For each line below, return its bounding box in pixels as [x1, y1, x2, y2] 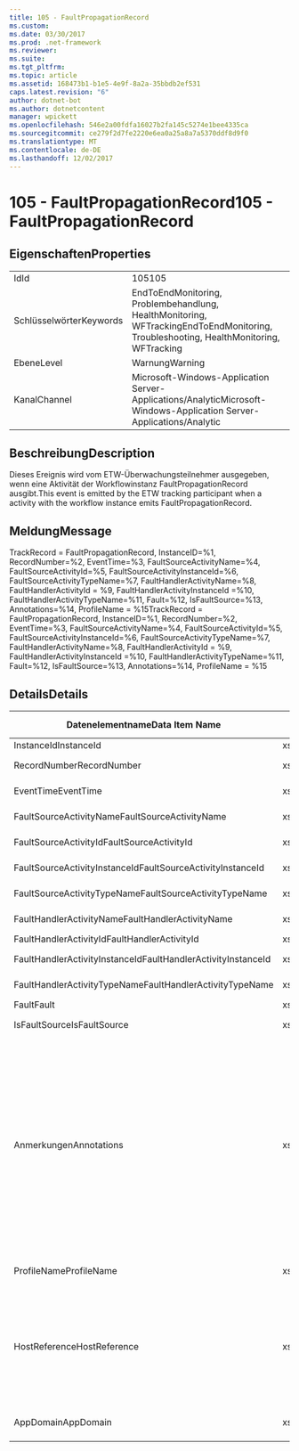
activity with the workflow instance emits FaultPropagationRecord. [9, 498, 253, 509]
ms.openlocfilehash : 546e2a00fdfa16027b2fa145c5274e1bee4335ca [9, 121, 249, 130]
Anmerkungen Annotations [13, 1138, 124, 1151]
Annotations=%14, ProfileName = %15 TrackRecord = [9, 604, 203, 615]
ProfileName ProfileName [13, 1264, 117, 1276]
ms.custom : [9, 21, 50, 30]
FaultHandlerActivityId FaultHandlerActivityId [13, 933, 199, 945]
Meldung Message [9, 523, 112, 539]
